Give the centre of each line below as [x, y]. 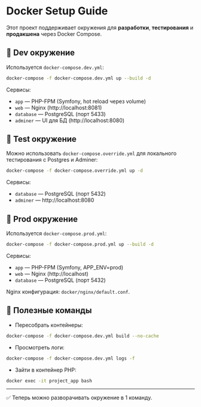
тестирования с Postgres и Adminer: [52, 160]
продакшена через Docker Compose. [54, 34]
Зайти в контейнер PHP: [45, 370]
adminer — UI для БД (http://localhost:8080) [69, 120]
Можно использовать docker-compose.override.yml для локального [92, 153]
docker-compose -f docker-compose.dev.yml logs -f [71, 358]
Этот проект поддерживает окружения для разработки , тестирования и [100, 28]
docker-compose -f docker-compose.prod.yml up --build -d [80, 244]
